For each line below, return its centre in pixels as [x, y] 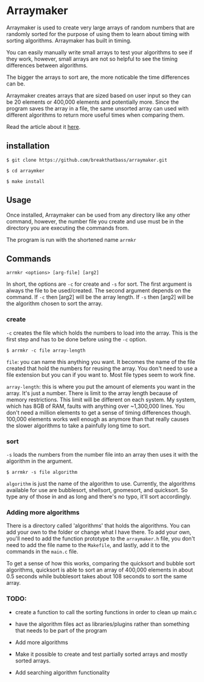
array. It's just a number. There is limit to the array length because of [92, 393]
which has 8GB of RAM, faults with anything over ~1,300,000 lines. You [96, 406]
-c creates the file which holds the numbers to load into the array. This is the [102, 333]
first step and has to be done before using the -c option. [77, 339]
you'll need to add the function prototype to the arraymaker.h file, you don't [101, 539]
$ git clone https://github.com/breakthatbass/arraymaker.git [87, 160]
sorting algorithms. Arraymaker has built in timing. [69, 40]
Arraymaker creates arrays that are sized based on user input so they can [99, 95]
